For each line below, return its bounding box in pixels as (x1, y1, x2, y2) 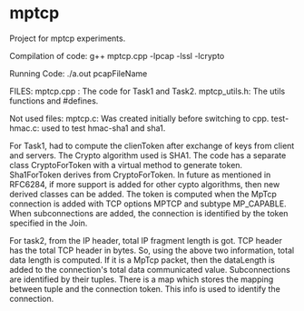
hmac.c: (9, 122, 40, 134)
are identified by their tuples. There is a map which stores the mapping (9, 274, 274, 285)
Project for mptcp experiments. (9, 33, 126, 44)
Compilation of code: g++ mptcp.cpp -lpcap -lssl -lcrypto (9, 50, 225, 61)
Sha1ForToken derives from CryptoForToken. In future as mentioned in (9, 169, 271, 180)
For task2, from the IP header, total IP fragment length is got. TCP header (9, 235, 283, 246)
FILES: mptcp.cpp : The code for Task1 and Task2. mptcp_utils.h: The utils (9, 85, 286, 96)
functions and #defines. (9, 95, 99, 106)
